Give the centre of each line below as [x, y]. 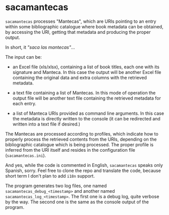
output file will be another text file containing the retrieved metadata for [87, 98]
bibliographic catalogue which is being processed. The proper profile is [79, 144]
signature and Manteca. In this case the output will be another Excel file [87, 72]
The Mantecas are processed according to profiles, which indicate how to [82, 134]
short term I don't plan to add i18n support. [50, 176]
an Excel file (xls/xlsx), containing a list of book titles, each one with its [86, 67]
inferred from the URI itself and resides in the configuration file [70, 150]
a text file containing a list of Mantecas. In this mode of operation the [84, 93]
